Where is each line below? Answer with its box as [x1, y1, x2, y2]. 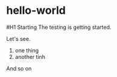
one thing [14, 46, 39, 54]
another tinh [14, 53, 46, 60]
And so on [6, 64, 32, 72]
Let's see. [6, 35, 31, 42]
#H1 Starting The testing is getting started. [6, 23, 112, 31]
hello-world [6, 4, 66, 17]
